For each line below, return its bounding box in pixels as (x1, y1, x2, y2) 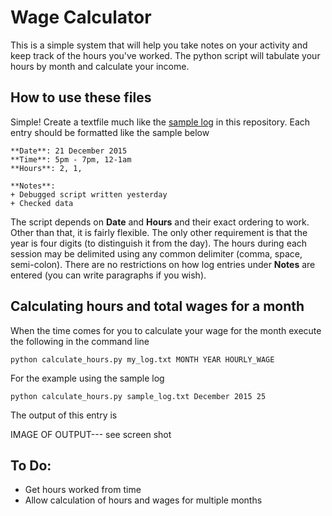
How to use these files (10, 89, 152, 106)
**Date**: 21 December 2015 (10, 146, 128, 156)
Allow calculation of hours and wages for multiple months (24, 494, 263, 506)
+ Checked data (10, 198, 74, 208)
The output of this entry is (10, 409, 118, 421)
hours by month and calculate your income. (10, 60, 190, 72)
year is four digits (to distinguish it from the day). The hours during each (10, 237, 308, 249)
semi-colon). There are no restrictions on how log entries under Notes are (10, 258, 316, 270)
